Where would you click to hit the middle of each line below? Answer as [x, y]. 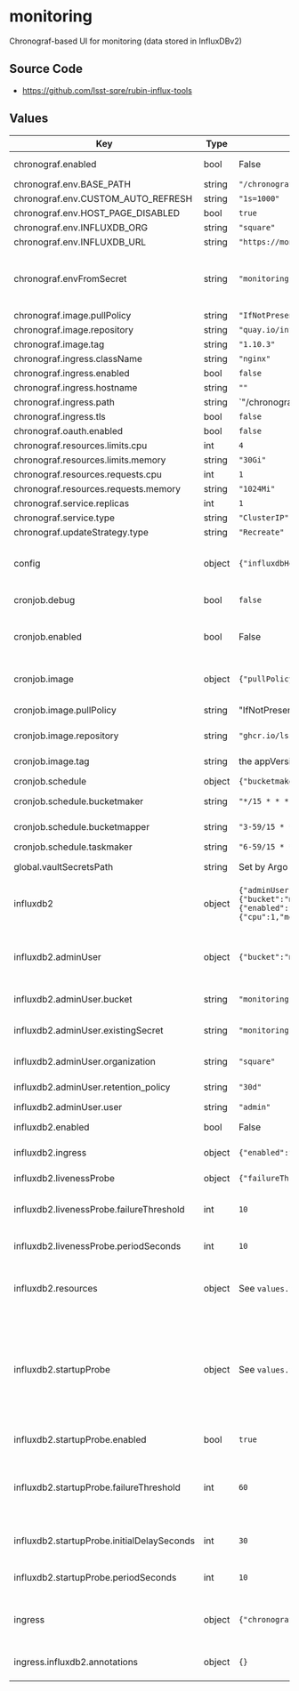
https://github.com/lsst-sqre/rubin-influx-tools [107, 90]
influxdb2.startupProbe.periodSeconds [95, 1577]
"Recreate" [262, 532]
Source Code [46, 69]
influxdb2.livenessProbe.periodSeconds [97, 1245]
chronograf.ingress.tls [60, 416]
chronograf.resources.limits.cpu [81, 445]
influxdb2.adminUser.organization [85, 1061]
